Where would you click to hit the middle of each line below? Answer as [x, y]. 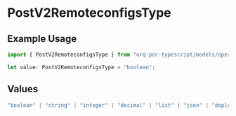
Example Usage [42, 39]
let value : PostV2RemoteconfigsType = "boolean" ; [81, 67]
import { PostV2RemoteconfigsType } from [69, 55]
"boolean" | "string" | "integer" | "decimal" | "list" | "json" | [108, 105]
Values [23, 89]
